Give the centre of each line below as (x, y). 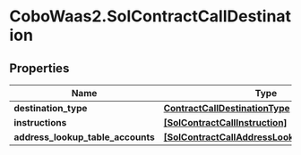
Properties (39, 68)
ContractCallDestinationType (227, 108)
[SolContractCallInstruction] (225, 122)
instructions (40, 122)
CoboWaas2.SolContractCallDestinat (150, 16)
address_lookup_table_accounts (84, 137)
